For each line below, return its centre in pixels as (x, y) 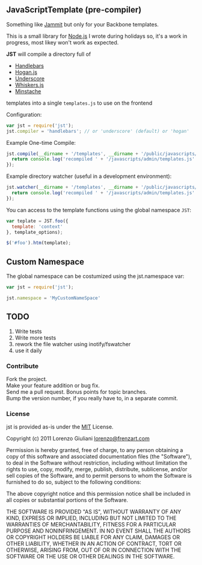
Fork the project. (27, 379)
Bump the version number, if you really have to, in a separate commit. (92, 398)
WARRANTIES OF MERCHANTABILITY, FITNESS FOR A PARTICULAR (91, 525)
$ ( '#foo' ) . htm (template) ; (38, 243)
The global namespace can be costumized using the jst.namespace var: (95, 276)
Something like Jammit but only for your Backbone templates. (83, 24)
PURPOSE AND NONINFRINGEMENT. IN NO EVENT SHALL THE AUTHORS (99, 531)
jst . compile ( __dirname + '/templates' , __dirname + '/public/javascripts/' (103, 154)
